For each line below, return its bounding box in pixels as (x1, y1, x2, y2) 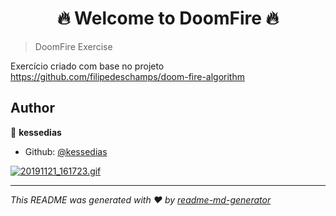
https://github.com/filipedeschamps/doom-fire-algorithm (10, 70, 245, 82)
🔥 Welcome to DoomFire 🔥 (56, 7, 280, 30)
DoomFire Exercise (34, 40, 113, 52)
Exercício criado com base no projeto (10, 60, 165, 72)
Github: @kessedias (24, 145, 108, 157)
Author (10, 100, 55, 117)
